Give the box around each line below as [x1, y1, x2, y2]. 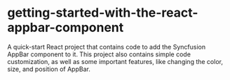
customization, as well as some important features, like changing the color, [7, 57, 223, 65]
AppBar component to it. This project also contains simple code [7, 50, 191, 58]
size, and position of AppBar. [7, 65, 91, 73]
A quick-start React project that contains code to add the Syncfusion [7, 42, 205, 51]
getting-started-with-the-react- [7, 5, 198, 21]
